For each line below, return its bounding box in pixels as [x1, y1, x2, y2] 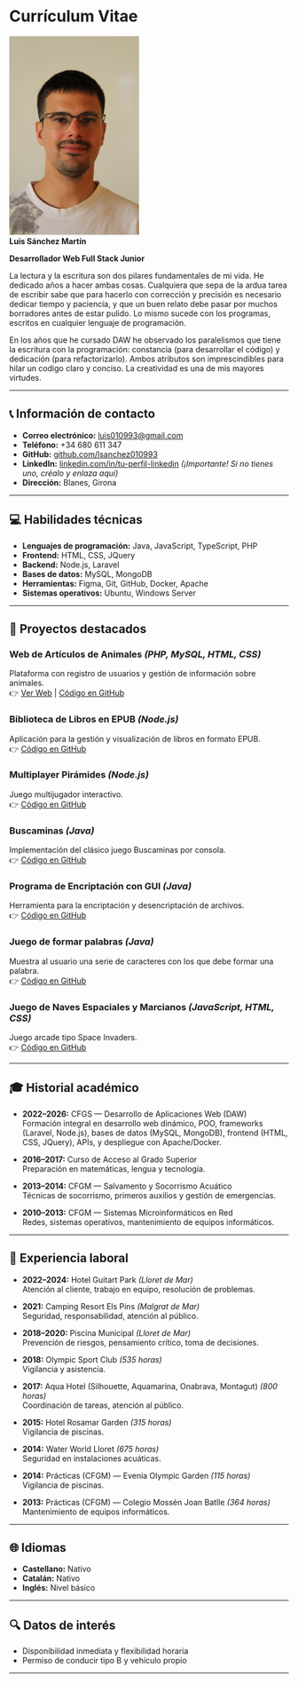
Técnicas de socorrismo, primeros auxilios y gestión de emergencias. [21, 1189, 277, 1200]
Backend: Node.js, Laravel [21, 559, 120, 570]
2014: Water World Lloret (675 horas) [21, 1443, 160, 1454]
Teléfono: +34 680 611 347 [21, 439, 122, 450]
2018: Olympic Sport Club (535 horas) [21, 1354, 162, 1364]
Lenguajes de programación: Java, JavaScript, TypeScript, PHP [21, 540, 258, 551]
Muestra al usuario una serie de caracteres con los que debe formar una [9, 956, 274, 967]
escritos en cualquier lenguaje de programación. [9, 317, 186, 328]
